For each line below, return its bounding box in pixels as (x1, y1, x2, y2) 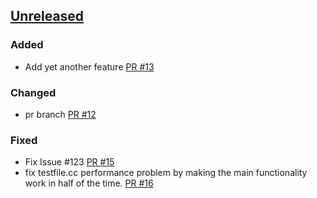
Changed (10, 85, 57, 99)
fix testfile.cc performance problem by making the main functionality (24, 167, 308, 179)
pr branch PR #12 (24, 108, 97, 120)
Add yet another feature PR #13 (24, 60, 155, 73)
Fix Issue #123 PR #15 (24, 156, 115, 168)
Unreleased (10, 8, 85, 25)
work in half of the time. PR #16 (24, 177, 154, 189)
